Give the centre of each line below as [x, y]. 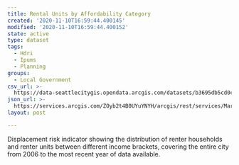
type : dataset [28, 40]
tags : [15, 47]
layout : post [27, 113]
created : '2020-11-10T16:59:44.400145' [67, 21]
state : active [28, 34]
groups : [19, 73]
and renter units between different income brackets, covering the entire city [118, 147]
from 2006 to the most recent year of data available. [84, 154]
